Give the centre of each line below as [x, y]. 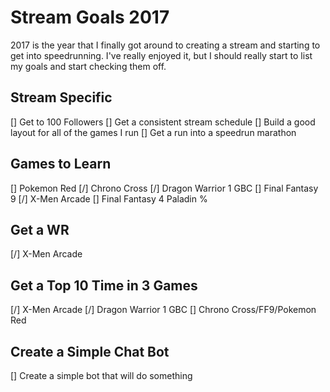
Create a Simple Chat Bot [90, 351]
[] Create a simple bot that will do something [101, 375]
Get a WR [40, 229]
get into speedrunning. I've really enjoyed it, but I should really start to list [161, 55]
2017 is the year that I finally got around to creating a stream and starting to [165, 45]
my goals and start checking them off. [88, 66]
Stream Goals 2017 [90, 17]
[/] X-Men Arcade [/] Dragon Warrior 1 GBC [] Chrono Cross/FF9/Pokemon [163, 310]
